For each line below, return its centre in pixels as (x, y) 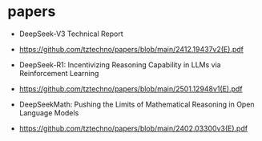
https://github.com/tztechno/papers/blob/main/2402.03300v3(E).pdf (133, 128)
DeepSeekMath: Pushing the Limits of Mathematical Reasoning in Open (137, 104)
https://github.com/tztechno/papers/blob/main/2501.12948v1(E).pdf (131, 89)
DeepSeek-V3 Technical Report (71, 34)
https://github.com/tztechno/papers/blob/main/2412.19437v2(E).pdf (131, 49)
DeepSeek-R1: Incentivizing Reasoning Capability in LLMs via (120, 64)
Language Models (49, 113)
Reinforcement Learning (59, 73)
